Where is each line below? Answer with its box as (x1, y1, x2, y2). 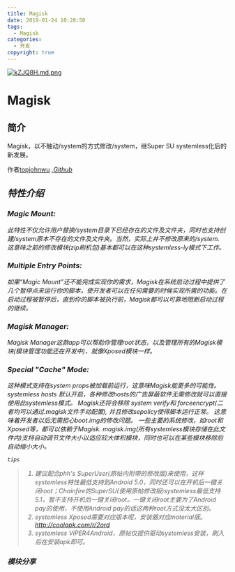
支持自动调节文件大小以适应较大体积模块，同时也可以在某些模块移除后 (22, 433, 224, 442)
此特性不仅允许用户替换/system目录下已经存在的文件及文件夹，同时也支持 (7, 226, 220, 234)
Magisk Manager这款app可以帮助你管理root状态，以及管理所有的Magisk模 (7, 339, 222, 347)
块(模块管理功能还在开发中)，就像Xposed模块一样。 (7, 347, 156, 355)
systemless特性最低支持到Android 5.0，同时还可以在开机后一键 (34, 478, 217, 486)
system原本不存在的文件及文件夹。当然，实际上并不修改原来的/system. (15, 234, 220, 242)
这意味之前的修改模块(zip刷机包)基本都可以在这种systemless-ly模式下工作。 (7, 243, 225, 252)
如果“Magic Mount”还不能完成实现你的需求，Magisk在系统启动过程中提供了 (7, 277, 225, 286)
